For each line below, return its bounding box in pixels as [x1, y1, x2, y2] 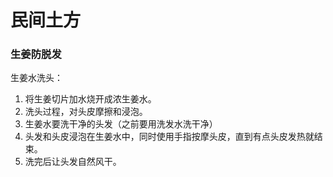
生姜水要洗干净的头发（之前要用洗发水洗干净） [24, 118, 218, 130]
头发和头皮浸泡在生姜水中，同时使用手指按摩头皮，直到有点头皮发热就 [24, 131, 315, 143]
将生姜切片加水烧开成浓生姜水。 [24, 93, 157, 105]
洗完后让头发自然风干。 [24, 156, 122, 168]
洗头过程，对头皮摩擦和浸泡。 [24, 106, 148, 118]
